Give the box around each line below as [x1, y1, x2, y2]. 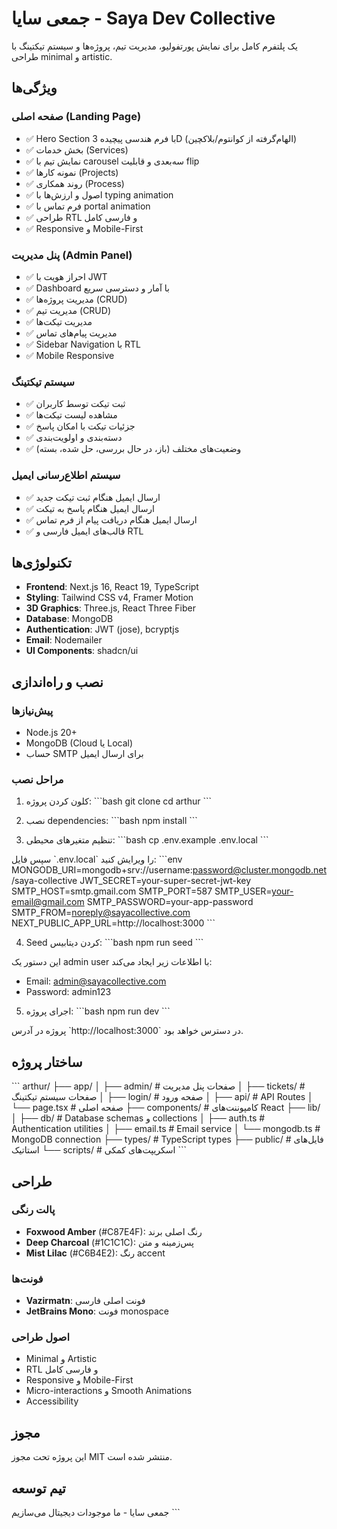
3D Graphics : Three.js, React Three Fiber [25, 602, 197, 614]
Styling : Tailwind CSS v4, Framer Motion [25, 592, 194, 604]
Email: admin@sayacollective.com [25, 975, 167, 987]
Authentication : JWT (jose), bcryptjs [25, 623, 180, 636]
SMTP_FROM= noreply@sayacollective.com [11, 907, 191, 919]
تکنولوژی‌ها [11, 554, 72, 571]
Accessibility [25, 1395, 79, 1407]
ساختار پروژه [11, 1053, 83, 1071]
